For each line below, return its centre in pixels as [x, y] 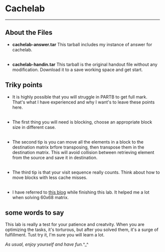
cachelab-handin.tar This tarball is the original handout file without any [85, 64]
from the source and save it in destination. [55, 157]
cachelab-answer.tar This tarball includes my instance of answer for [82, 44]
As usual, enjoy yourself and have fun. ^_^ [47, 244]
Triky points [24, 85]
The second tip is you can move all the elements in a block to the [78, 142]
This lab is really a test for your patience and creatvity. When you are [75, 225]
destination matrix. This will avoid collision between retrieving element [83, 152]
